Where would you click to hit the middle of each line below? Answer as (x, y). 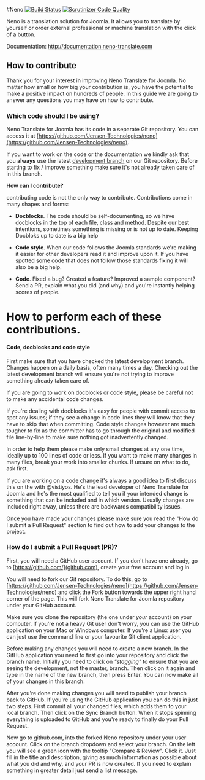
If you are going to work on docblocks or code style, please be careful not (100, 392)
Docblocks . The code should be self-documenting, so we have (95, 216)
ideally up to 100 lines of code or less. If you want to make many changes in (102, 455)
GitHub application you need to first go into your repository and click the (97, 655)
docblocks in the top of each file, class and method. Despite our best (102, 223)
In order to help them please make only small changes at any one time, (95, 449)
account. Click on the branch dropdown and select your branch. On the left (101, 744)
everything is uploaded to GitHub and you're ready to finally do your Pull (97, 719)
